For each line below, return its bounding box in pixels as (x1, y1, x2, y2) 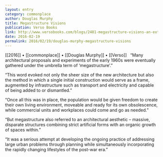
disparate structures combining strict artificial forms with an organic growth (5, 122, 156, 127)
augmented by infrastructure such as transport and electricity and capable (5, 82, 154, 88)
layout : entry (5, 7, 34, 12)
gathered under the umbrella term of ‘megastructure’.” (5, 62, 113, 68)
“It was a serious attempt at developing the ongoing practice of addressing (5, 136, 155, 142)
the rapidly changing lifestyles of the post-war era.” (5, 146, 108, 152)
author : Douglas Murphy (5, 16, 53, 21)
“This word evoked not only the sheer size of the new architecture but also (5, 71, 154, 78)
